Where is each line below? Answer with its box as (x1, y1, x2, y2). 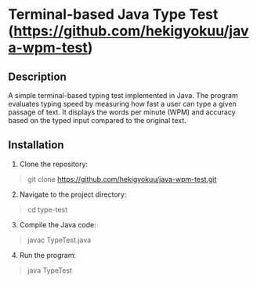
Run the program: (19, 250, 77, 259)
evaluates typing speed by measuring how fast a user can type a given (8, 100, 237, 108)
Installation (8, 139, 64, 152)
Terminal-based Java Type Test (8, 5, 219, 24)
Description (8, 70, 67, 83)
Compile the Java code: (19, 220, 96, 229)
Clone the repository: (19, 159, 89, 169)
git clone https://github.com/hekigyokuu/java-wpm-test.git (27, 174, 217, 183)
